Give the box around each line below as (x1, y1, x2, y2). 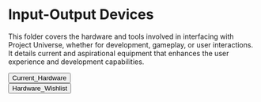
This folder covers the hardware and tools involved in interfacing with (8, 32, 235, 41)
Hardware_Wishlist (12, 84, 68, 93)
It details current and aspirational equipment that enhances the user (8, 48, 229, 58)
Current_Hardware (12, 74, 67, 82)
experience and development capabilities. (8, 57, 145, 66)
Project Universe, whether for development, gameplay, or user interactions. (8, 40, 254, 49)
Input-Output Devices (8, 6, 154, 24)
